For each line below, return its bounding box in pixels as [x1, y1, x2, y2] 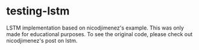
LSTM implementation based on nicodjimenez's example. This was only [6, 24, 184, 31]
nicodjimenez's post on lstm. [6, 37, 78, 44]
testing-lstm [6, 4, 70, 18]
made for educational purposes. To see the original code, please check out [6, 30, 193, 37]
